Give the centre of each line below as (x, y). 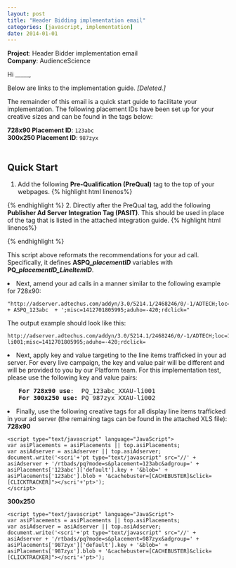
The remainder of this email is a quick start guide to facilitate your (103, 102)
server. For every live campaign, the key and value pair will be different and (116, 363)
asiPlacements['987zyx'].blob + (54, 551)
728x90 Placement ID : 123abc (51, 130)
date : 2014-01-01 (33, 33)
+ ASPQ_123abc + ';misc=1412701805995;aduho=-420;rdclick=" (99, 310)
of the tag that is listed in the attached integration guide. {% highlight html (114, 220)
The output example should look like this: (67, 323)
